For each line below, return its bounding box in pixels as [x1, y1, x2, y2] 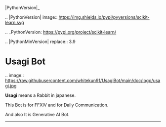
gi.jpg [5, 83, 17, 88]
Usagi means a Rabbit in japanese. [5, 92, 76, 98]
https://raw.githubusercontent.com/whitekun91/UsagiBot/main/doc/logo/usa [5, 77, 161, 84]
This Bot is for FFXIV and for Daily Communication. [5, 102, 109, 108]
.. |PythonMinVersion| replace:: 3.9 [5, 39, 76, 44]
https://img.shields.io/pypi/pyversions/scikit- [58, 14, 150, 20]
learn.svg [5, 20, 24, 25]
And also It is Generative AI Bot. [5, 111, 70, 117]
